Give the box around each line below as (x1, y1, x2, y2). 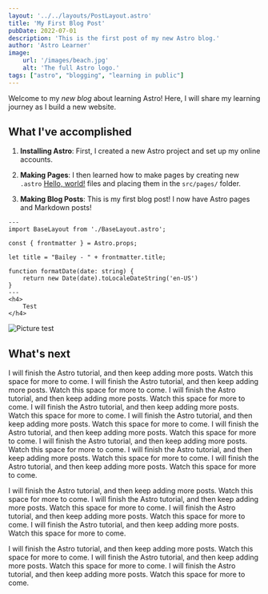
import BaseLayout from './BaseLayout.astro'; (8, 225, 166, 233)
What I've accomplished (8, 125, 132, 139)
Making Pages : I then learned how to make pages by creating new (19, 170, 240, 180)
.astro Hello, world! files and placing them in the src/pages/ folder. (19, 179, 242, 188)
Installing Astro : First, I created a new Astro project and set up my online (19, 146, 261, 156)
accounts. (19, 155, 54, 164)
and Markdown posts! (19, 203, 92, 212)
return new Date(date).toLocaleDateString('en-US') (22, 274, 198, 283)
